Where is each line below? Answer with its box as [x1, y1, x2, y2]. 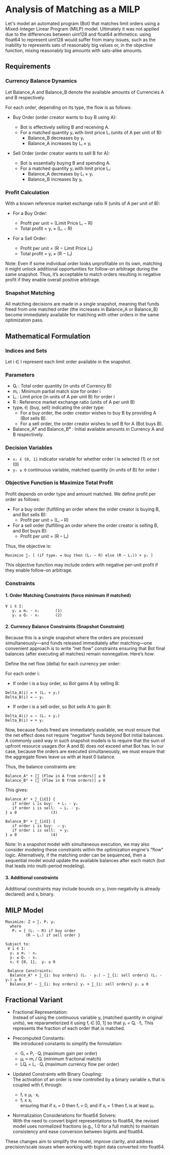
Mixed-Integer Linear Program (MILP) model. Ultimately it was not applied [5, 25, 159, 32]
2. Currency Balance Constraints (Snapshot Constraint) [5, 623, 125, 629]
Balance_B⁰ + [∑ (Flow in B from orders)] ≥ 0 [5, 778, 106, 783]
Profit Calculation [5, 189, 50, 196]
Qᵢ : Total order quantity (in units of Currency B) [12, 383, 112, 389]
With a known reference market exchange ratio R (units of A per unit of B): [5, 200, 160, 206]
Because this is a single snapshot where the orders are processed [5, 635, 144, 641]
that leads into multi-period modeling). [5, 863, 86, 869]
